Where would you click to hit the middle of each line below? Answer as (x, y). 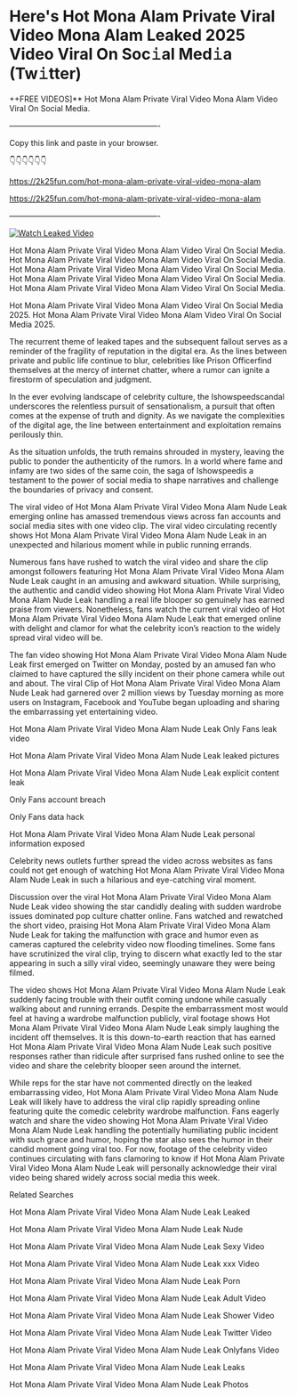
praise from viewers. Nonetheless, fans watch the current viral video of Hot (147, 609)
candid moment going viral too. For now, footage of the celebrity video (139, 1149)
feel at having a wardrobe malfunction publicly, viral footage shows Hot (140, 1018)
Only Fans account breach (57, 800)
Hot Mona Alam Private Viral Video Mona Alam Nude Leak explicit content (144, 773)
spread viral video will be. (56, 638)
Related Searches (41, 1194)
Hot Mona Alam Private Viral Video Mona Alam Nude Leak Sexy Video (137, 1246)
